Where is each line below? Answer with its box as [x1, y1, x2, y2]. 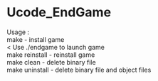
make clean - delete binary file [6, 58, 97, 66]
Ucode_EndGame [6, 4, 112, 21]
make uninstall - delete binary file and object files [6, 65, 152, 74]
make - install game [6, 35, 65, 43]
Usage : [6, 28, 30, 36]
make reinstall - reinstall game [6, 50, 95, 59]
